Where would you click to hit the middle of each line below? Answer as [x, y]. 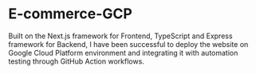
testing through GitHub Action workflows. [77, 61]
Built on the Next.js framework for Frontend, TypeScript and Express [120, 36]
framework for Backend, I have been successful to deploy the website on [128, 44]
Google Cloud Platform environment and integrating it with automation [123, 53]
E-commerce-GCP [71, 14]
